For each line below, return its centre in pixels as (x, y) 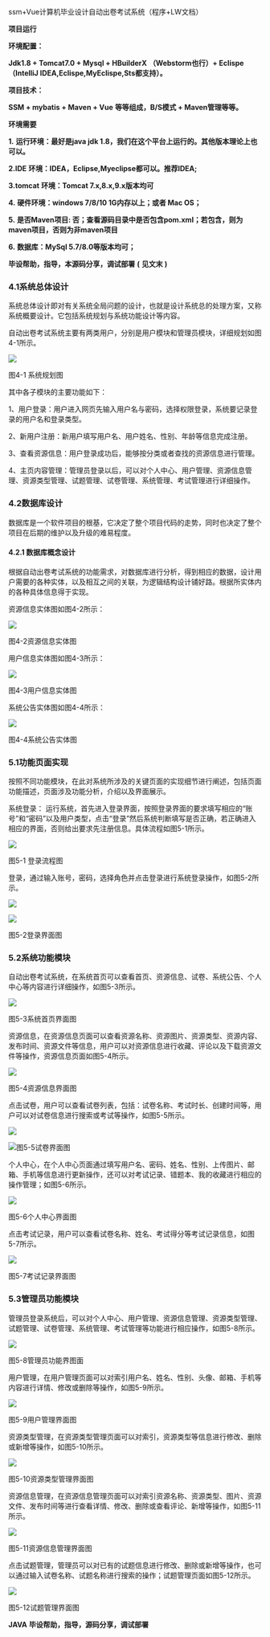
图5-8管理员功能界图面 (46, 1360)
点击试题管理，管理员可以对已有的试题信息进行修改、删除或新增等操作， (128, 1565)
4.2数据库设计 (36, 503)
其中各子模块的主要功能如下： (57, 392)
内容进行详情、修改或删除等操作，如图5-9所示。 (88, 1387)
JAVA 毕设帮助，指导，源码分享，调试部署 (78, 1624)
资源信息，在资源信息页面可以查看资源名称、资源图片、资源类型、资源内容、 (135, 1036)
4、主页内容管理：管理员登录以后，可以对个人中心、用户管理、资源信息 (127, 471)
